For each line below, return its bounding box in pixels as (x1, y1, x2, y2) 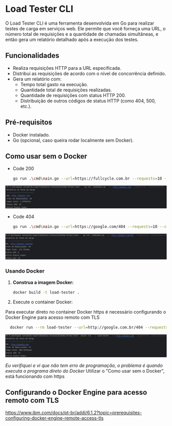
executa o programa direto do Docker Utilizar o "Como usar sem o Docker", (5, 367, 165, 374)
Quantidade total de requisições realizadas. (20, 87, 112, 93)
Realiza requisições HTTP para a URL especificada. (12, 65, 121, 71)
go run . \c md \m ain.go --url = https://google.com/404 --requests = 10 (12, 224, 158, 229)
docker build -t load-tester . (12, 289, 80, 295)
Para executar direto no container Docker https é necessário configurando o (5, 309, 166, 315)
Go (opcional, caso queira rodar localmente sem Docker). (12, 137, 134, 143)
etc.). (20, 103, 32, 109)
